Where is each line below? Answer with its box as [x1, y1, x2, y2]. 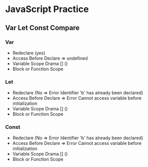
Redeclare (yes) [12, 50, 46, 56]
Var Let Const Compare [5, 24, 80, 32]
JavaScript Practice [5, 4, 89, 15]
